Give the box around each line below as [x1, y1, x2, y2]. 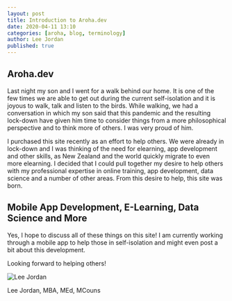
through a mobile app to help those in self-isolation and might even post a [7, 238, 219, 247]
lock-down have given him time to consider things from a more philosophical [7, 116, 226, 124]
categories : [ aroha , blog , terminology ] [7, 29, 126, 37]
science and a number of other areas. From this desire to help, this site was [7, 174, 223, 182]
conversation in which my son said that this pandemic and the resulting [7, 108, 211, 117]
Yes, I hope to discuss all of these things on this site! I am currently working [7, 231, 224, 239]
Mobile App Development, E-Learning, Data [7, 202, 199, 213]
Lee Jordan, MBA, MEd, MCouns [7, 286, 101, 294]
